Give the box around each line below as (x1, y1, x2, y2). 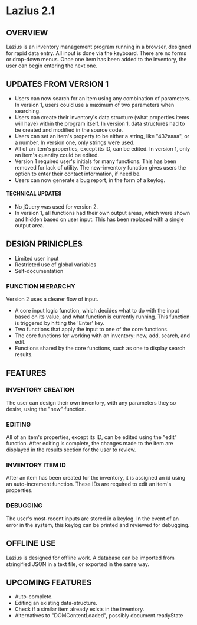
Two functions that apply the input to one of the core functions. (14, 326, 169, 333)
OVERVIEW (6, 28, 48, 38)
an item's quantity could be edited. (14, 151, 99, 158)
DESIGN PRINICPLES (6, 239, 83, 249)
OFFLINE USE (6, 539, 56, 549)
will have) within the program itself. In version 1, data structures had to (14, 120, 185, 127)
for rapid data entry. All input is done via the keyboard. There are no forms (6, 50, 187, 57)
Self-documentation (14, 267, 64, 274)
